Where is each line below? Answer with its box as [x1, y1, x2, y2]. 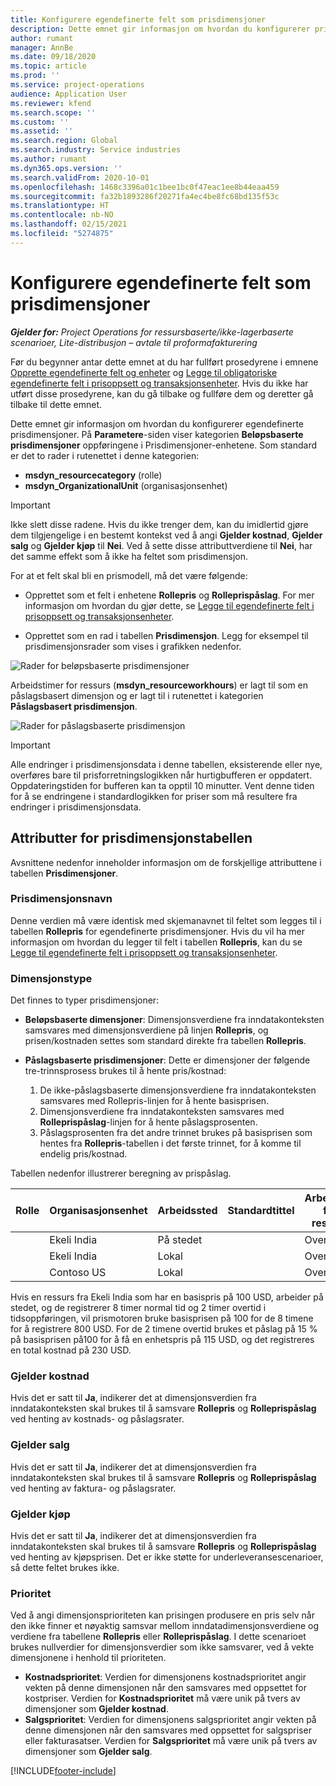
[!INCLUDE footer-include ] [10, 1765, 117, 1777]
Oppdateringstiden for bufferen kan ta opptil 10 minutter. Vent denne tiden [10, 779, 315, 791]
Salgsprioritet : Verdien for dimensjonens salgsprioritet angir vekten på [24, 1714, 317, 1726]
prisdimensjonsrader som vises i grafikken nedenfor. [24, 640, 242, 652]
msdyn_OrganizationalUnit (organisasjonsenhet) [24, 479, 228, 491]
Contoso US [49, 1266, 107, 1280]
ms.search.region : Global [10, 136, 118, 146]
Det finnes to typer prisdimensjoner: [10, 994, 160, 1006]
